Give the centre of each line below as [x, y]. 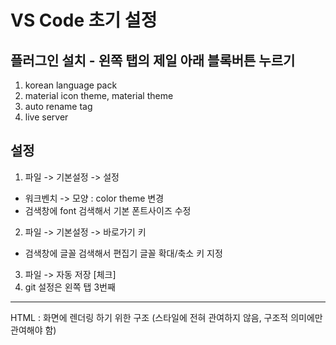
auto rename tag [58, 106]
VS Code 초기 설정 [84, 20]
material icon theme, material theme [99, 95]
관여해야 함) [33, 330]
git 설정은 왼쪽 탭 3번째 [70, 287]
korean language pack [71, 85]
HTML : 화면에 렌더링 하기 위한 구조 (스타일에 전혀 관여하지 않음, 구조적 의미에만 [166, 317]
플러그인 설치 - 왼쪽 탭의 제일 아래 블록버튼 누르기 [153, 60]
